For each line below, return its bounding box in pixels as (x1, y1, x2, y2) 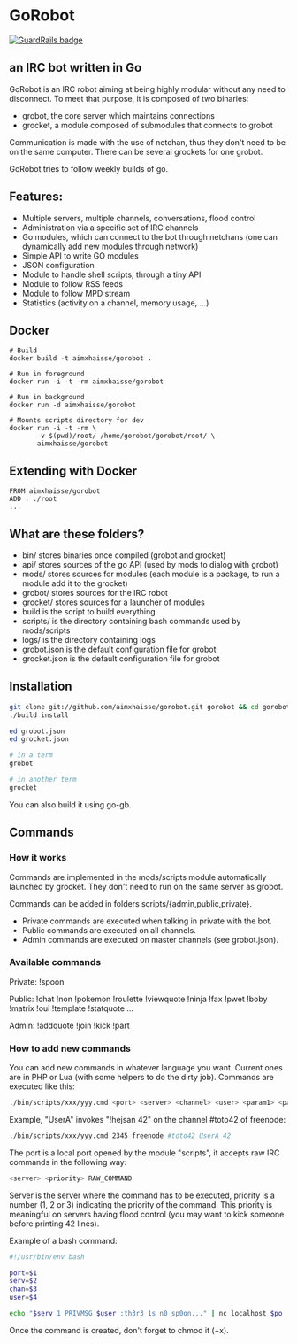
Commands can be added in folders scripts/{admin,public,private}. (9, 898, 252, 908)
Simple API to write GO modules (21, 250, 139, 261)
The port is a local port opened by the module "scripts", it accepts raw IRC (9, 1147, 280, 1158)
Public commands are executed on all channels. (21, 924, 196, 935)
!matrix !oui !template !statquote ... (9, 1002, 134, 1014)
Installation (9, 679, 72, 694)
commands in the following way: (9, 1156, 127, 1167)
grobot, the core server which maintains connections (21, 110, 215, 120)
